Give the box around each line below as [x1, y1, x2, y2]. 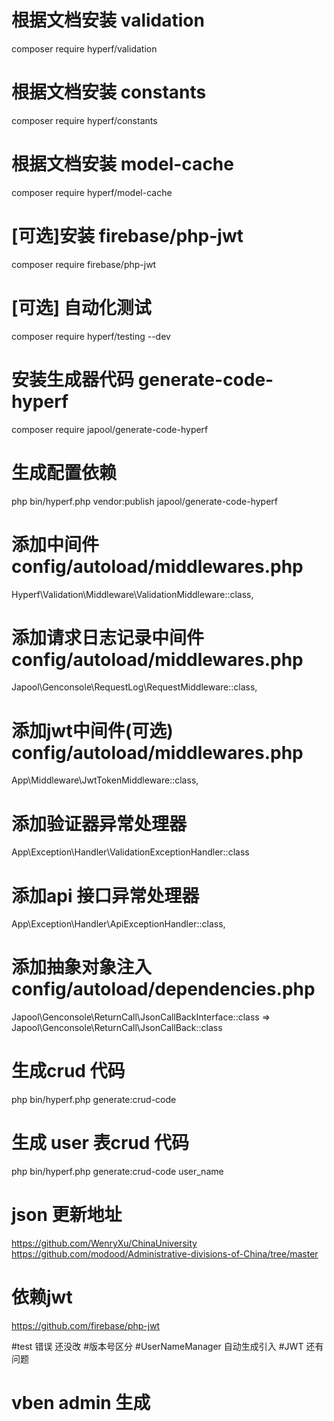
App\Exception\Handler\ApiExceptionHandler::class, [11, 918, 226, 930]
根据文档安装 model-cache [11, 153, 234, 176]
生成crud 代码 [11, 1060, 126, 1083]
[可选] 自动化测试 [11, 296, 152, 319]
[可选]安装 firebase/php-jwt [11, 225, 244, 247]
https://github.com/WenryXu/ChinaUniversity [11, 1237, 198, 1249]
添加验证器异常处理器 [11, 812, 188, 835]
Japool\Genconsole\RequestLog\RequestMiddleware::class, [11, 681, 258, 693]
